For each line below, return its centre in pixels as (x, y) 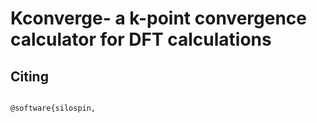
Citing (29, 76)
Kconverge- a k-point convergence (158, 18)
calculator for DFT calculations (141, 39)
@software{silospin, (53, 108)
